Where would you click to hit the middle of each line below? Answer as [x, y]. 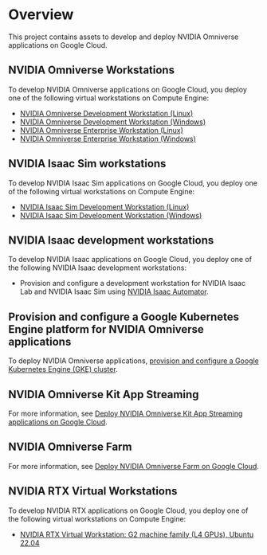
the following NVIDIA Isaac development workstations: [98, 268]
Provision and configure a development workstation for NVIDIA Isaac [132, 283]
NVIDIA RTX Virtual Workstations [93, 491]
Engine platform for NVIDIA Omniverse [106, 329]
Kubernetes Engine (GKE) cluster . [63, 369]
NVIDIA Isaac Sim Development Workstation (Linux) [104, 207]
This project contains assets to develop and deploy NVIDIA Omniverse [124, 37]
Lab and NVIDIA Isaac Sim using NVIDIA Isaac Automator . [114, 291]
